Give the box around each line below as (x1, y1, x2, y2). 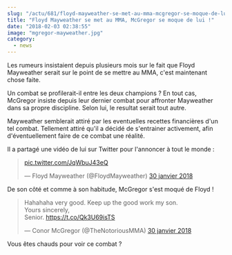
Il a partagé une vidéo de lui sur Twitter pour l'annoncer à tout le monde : (7, 145, 215, 153)
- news (13, 42, 32, 49)
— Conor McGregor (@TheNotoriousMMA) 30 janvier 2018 (23, 227, 192, 234)
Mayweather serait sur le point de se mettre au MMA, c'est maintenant (7, 68, 207, 76)
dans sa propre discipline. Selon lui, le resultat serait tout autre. (7, 104, 186, 112)
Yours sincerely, (23, 206, 70, 214)
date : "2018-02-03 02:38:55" (7, 23, 91, 30)
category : (7, 36, 36, 43)
